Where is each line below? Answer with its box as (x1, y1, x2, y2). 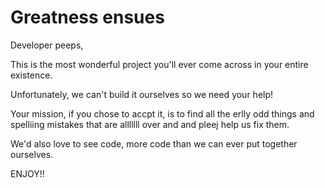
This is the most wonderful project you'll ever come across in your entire (10, 58, 309, 70)
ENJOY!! (10, 167, 45, 180)
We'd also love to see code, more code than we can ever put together (10, 137, 298, 150)
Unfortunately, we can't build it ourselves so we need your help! (10, 88, 274, 100)
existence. (10, 69, 53, 81)
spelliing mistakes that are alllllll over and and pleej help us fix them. (10, 118, 290, 130)
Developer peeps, (10, 39, 84, 51)
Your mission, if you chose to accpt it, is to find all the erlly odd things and (10, 107, 315, 120)
